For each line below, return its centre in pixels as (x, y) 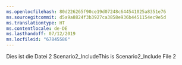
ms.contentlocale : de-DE (37, 28)
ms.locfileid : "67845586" (38, 39)
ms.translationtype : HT (36, 23)
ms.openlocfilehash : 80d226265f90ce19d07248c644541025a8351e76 (86, 12)
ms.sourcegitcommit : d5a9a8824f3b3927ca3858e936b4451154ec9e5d (86, 17)
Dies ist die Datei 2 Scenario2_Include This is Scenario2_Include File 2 (91, 56)
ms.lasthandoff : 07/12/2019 (41, 34)
